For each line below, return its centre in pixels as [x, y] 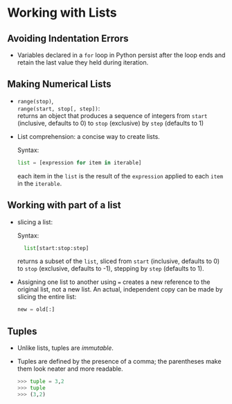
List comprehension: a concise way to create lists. [89, 136]
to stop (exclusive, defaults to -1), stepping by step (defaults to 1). [110, 269]
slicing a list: [35, 222]
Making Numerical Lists [60, 84]
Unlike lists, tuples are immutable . [65, 348]
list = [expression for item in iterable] [79, 162]
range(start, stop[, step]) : [59, 108]
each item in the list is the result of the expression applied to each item [120, 176]
